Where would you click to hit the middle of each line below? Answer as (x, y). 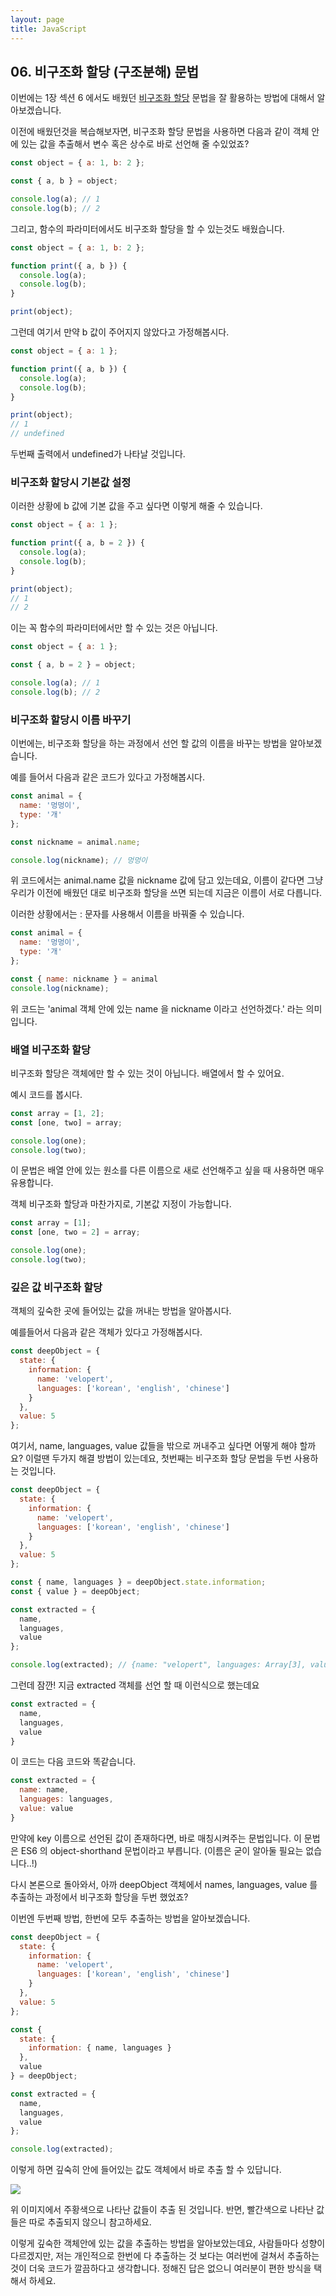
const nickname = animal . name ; (75, 842)
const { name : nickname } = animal (84, 979)
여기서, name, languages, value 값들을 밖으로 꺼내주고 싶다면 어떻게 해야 (154, 1446)
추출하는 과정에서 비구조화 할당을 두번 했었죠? (99, 1897)
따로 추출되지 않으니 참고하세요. (90, 2222)
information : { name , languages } (100, 2048)
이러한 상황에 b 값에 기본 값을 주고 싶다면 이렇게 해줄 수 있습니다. (136, 506)
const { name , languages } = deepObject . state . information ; (138, 1582)
